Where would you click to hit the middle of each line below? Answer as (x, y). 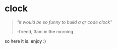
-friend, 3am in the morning (45, 31)
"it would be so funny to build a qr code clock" (64, 22)
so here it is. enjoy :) (25, 41)
